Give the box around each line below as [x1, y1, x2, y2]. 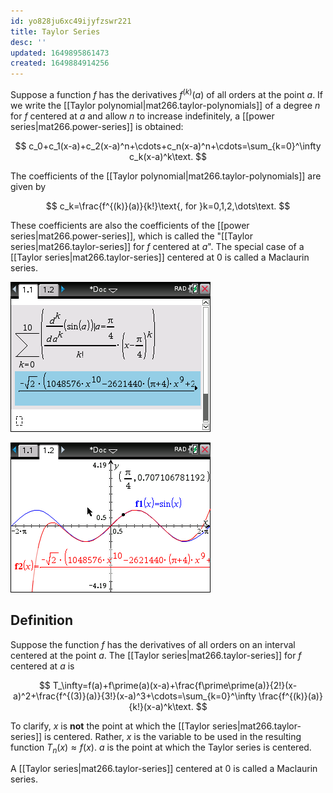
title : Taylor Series [10, 26, 101, 37]
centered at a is [10, 660, 75, 672]
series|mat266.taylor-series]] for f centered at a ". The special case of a [10, 240, 305, 252]
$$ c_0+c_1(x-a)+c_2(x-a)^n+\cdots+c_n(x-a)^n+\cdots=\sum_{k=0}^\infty [14, 140, 322, 152]
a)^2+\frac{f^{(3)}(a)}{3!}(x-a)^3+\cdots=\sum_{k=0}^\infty [13, 690, 257, 702]
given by [10, 180, 47, 192]
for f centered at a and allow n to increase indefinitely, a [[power [10, 110, 275, 122]
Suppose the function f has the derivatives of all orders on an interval [10, 638, 296, 650]
